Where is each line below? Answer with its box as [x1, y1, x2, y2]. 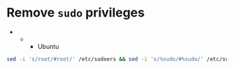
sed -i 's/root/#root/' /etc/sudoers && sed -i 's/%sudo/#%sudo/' [6, 55, 204, 63]
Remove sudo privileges [6, 5, 145, 21]
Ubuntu [37, 42, 59, 50]
